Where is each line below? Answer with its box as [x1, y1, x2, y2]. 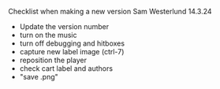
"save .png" [19, 72, 59, 81]
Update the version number [19, 22, 109, 31]
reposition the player [19, 55, 87, 65]
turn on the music [19, 31, 77, 39]
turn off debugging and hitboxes [19, 39, 125, 48]
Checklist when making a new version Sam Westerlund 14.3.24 [8, 7, 212, 16]
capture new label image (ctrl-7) [19, 47, 125, 56]
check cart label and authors [19, 64, 113, 73]
